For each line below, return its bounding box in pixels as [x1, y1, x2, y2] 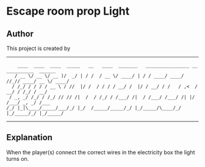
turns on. [6, 155, 29, 162]
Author [6, 29, 34, 39]
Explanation [6, 132, 53, 143]
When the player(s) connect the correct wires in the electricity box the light [6, 148, 195, 156]
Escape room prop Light [6, 4, 130, 18]
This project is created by [6, 44, 71, 52]
